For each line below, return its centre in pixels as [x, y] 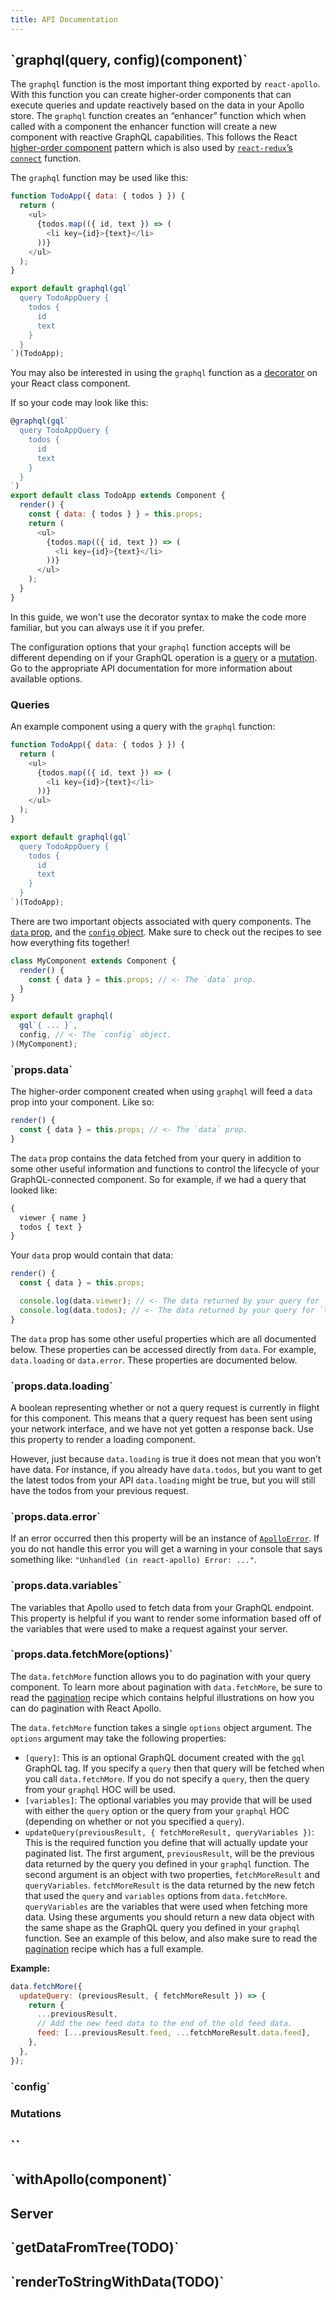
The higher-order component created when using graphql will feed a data [161, 1092]
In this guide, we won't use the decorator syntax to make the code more [158, 617]
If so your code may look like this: [79, 403]
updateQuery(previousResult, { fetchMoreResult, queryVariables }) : [169, 1832]
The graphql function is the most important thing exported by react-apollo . [165, 84]
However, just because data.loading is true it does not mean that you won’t [166, 1458]
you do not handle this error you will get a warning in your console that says [166, 1549]
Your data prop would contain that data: [92, 1255]
